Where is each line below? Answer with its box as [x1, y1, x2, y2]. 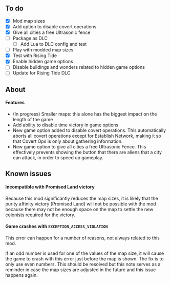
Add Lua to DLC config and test [20, 41, 87, 47]
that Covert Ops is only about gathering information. [12, 138, 123, 144]
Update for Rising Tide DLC [12, 70, 71, 76]
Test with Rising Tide [12, 52, 57, 59]
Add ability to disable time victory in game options [12, 122, 119, 128]
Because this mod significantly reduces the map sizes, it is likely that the [5, 195, 158, 201]
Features [5, 100, 25, 106]
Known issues [5, 169, 52, 178]
